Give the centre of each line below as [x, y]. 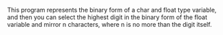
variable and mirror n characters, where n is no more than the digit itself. [109, 24]
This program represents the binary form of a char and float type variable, [112, 10]
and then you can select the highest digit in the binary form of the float [107, 17]
